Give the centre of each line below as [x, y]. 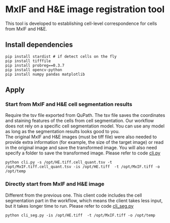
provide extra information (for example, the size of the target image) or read [84, 142]
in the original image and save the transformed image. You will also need [81, 148]
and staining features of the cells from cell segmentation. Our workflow [80, 121]
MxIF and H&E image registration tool [85, 9]
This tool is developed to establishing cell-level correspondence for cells [81, 23]
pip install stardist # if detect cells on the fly [61, 56]
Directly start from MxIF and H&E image [55, 184]
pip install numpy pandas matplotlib [45, 74]
